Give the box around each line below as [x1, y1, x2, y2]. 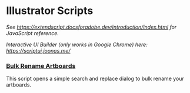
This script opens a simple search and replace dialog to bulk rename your [6, 75, 184, 82]
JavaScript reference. [6, 29, 59, 36]
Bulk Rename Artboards [6, 61, 76, 70]
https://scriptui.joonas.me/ [6, 47, 71, 54]
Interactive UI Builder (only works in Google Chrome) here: [6, 41, 148, 48]
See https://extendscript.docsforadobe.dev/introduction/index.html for [6, 23, 177, 30]
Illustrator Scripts [6, 4, 94, 18]
